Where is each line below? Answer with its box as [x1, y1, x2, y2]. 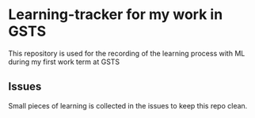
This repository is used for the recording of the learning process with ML [8, 48, 245, 58]
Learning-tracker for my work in [8, 6, 223, 24]
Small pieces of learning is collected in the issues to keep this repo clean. [8, 101, 248, 110]
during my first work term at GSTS [8, 57, 120, 67]
